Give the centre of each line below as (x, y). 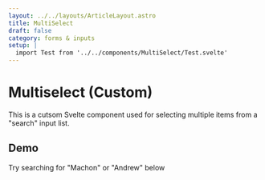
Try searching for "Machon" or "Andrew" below (87, 167)
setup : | (23, 46)
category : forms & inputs (51, 38)
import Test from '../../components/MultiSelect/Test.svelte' (122, 53)
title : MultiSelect (41, 23)
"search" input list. (39, 123)
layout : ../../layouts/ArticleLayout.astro (82, 16)
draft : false (30, 30)
